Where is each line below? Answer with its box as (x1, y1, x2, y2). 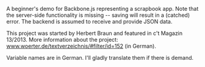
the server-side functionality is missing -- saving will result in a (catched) (6, 11, 190, 19)
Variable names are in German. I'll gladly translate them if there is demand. (6, 54, 194, 61)
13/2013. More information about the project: (6, 36, 118, 43)
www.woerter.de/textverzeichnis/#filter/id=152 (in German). (6, 42, 157, 49)
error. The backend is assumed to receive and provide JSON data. (6, 18, 173, 25)
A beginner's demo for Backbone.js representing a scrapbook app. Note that (6, 5, 199, 12)
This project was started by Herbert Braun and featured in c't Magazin (6, 30, 183, 37)
